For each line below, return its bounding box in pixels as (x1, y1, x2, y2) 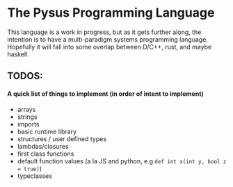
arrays (17, 105, 36, 113)
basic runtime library (17, 127, 77, 136)
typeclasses (17, 172, 52, 180)
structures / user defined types (17, 134, 106, 143)
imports (17, 120, 40, 128)
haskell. (7, 50, 29, 58)
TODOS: (7, 70, 43, 82)
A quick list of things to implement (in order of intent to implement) (7, 89, 204, 98)
